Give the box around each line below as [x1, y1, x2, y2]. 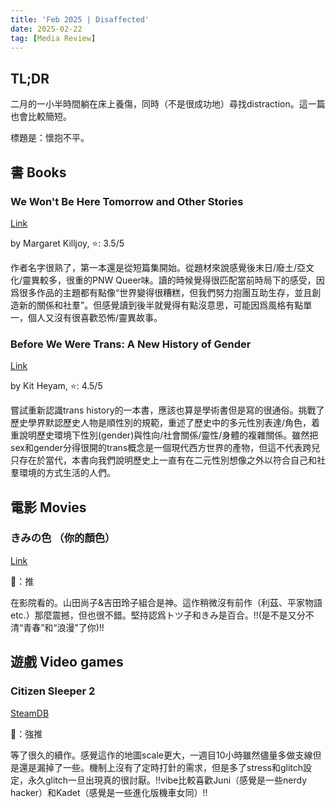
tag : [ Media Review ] [10, 33, 97, 43]
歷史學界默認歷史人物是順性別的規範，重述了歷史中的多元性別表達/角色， [10, 417, 312, 429]
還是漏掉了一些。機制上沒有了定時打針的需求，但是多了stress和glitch [18, 761, 304, 773]
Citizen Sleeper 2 [10, 684, 96, 698]
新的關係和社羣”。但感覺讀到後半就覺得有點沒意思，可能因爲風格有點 [18, 299, 304, 311]
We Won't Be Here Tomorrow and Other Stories [10, 194, 244, 208]
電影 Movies [10, 499, 87, 516]
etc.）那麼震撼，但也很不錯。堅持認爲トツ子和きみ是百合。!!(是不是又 [10, 609, 297, 621]
